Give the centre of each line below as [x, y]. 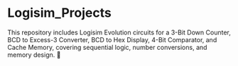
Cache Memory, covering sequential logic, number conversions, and [107, 47]
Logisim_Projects [59, 13]
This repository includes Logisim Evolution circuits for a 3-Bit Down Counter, [119, 32]
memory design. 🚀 [34, 55]
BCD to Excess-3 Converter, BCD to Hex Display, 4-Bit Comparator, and [112, 39]
